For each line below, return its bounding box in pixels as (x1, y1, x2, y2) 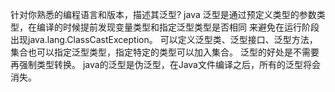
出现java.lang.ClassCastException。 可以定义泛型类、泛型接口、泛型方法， (10, 34, 318, 45)
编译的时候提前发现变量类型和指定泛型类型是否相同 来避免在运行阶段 (36, 21, 320, 33)
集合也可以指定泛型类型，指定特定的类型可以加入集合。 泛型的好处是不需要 (10, 46, 320, 58)
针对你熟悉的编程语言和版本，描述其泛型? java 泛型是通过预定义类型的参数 (10, 9, 317, 20)
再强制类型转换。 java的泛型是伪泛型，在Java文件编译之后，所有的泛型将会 (10, 59, 321, 70)
